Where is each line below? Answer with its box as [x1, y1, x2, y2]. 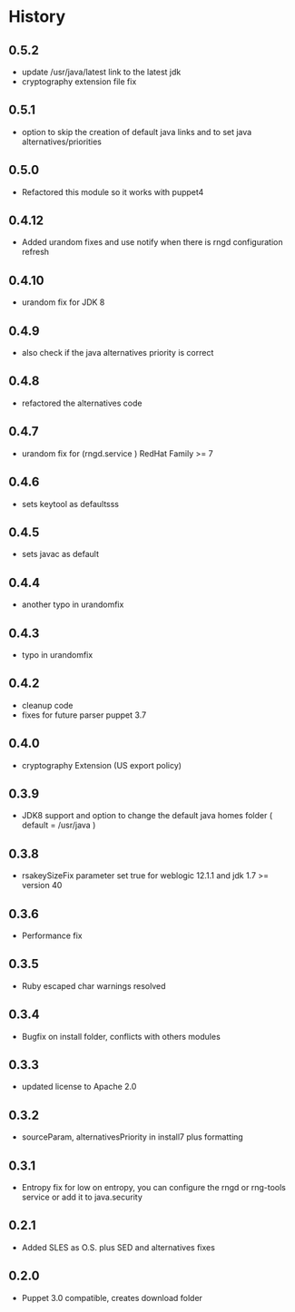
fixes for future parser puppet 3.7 [21, 710, 147, 720]
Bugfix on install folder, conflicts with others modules [21, 1031, 221, 1042]
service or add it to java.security [21, 1191, 143, 1203]
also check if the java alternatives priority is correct [21, 348, 214, 358]
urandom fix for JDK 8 [21, 297, 105, 308]
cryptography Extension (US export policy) [21, 759, 182, 770]
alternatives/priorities [21, 136, 102, 147]
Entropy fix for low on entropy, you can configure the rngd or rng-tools [21, 1182, 287, 1193]
